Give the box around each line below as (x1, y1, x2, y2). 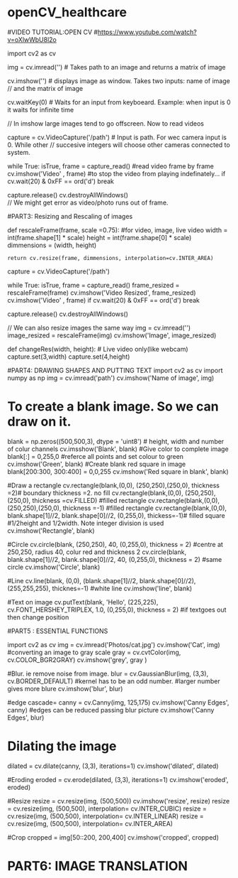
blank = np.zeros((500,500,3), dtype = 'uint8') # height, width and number (7, 437, 225, 445)
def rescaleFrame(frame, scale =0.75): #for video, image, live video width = (7, 225, 228, 234)
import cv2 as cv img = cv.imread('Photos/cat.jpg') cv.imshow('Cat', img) (7, 640, 221, 649)
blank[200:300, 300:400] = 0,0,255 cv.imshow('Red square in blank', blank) (7, 467, 229, 476)
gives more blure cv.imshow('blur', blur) (7, 684, 123, 693)
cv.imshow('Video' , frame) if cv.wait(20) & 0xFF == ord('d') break (7, 296, 200, 304)
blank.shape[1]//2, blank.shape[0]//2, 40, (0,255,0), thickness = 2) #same (7, 555, 222, 563)
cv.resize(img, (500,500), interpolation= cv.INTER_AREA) (7, 819, 174, 828)
